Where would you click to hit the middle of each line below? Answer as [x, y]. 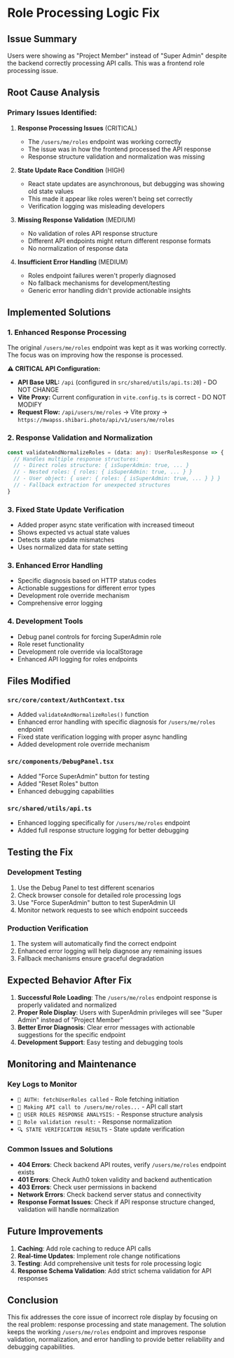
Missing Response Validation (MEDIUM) [76, 220]
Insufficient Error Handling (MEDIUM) [73, 262]
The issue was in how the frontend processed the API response [119, 149]
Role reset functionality [51, 644]
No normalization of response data [78, 248]
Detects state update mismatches [66, 540]
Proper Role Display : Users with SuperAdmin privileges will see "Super [120, 1012]
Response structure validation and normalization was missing [116, 157]
